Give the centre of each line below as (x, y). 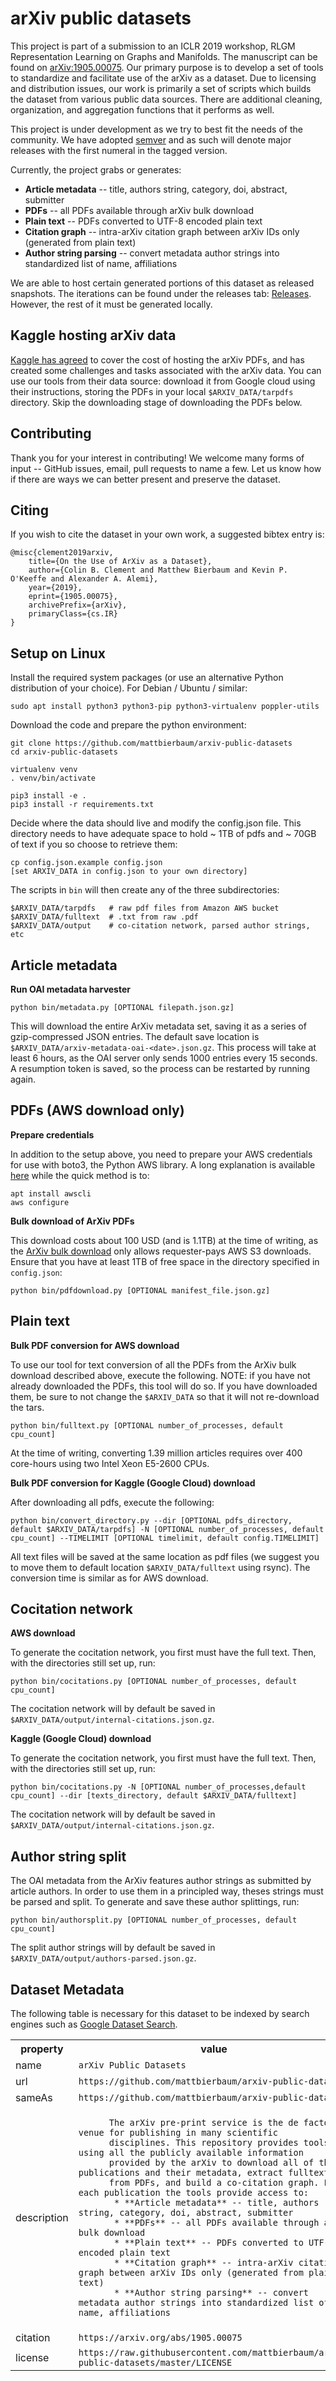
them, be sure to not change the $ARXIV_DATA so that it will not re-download (165, 1396)
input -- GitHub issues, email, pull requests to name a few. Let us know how (166, 468)
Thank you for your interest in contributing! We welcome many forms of (157, 458)
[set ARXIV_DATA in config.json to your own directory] (129, 872)
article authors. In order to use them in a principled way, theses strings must (167, 1891)
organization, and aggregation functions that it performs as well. (142, 109)
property (42, 2049)
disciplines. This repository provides (203, 2143)
